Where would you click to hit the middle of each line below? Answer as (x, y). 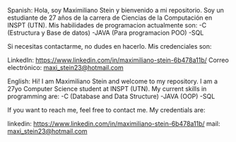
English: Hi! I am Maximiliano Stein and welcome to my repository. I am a (112, 81)
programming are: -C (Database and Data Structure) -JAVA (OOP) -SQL (111, 96)
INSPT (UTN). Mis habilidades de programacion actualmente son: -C (107, 25)
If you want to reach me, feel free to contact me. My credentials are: (106, 110)
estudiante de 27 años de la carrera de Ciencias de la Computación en (110, 18)
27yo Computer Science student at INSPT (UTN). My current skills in (107, 89)
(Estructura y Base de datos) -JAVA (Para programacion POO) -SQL (106, 32)
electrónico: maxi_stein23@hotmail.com (65, 67)
